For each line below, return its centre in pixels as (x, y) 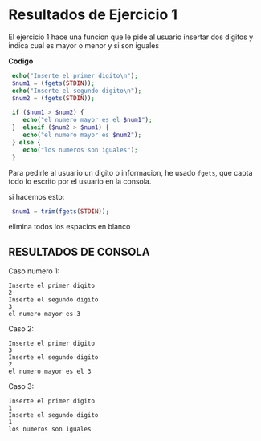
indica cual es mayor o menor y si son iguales (84, 45)
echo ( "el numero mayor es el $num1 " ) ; (88, 120)
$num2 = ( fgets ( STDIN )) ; (53, 98)
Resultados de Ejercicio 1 (93, 15)
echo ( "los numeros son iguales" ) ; (80, 150)
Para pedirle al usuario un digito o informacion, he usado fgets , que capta (130, 172)
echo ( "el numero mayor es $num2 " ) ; (82, 135)
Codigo (21, 61)
